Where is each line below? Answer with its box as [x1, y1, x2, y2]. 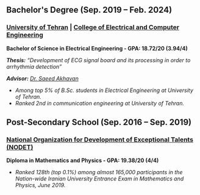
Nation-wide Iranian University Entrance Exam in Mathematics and [15, 175, 184, 182]
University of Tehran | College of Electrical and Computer [6, 23, 180, 32]
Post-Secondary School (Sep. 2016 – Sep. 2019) [6, 117, 192, 127]
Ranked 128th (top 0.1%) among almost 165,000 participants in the [15, 169, 183, 176]
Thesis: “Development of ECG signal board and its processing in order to [6, 56, 191, 63]
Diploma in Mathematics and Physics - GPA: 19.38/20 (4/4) [6, 157, 159, 164]
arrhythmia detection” [6, 63, 62, 70]
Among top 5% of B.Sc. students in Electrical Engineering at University [15, 87, 194, 94]
